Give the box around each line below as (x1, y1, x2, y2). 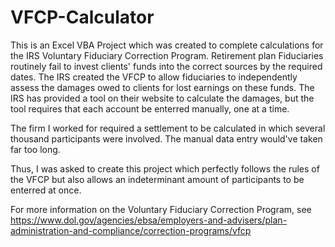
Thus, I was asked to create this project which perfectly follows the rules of (10, 162, 320, 175)
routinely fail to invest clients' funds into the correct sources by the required (10, 60, 323, 72)
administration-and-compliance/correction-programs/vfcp (10, 224, 252, 236)
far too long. (10, 143, 61, 155)
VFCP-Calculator (10, 6, 155, 29)
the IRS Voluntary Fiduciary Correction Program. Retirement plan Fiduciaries (10, 49, 324, 61)
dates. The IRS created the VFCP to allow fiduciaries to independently (10, 71, 298, 83)
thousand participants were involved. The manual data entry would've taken (10, 132, 323, 145)
